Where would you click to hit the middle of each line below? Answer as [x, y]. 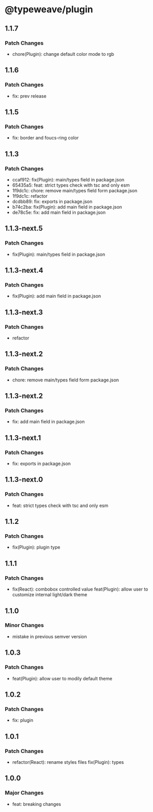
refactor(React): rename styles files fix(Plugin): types [68, 762]
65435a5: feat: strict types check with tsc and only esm [71, 185]
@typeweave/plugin [49, 9]
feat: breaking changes [37, 804]
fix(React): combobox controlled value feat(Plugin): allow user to [80, 589]
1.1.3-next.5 [24, 228]
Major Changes [24, 793]
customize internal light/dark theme [50, 595]
